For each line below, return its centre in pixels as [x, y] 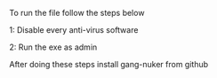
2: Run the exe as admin [53, 47]
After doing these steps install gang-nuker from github [109, 64]
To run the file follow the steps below [77, 13]
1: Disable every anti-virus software [74, 30]
